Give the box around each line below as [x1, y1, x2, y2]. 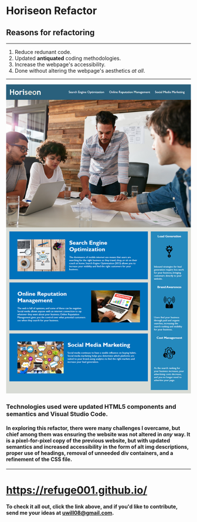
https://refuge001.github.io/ [6, 483, 148, 497]
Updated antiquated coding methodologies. [14, 55, 121, 62]
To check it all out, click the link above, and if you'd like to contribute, [6, 503, 178, 510]
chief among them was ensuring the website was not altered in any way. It [6, 431, 191, 438]
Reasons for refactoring [6, 28, 95, 38]
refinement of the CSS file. [6, 456, 72, 463]
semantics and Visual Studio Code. [6, 410, 108, 418]
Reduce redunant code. [14, 49, 72, 55]
